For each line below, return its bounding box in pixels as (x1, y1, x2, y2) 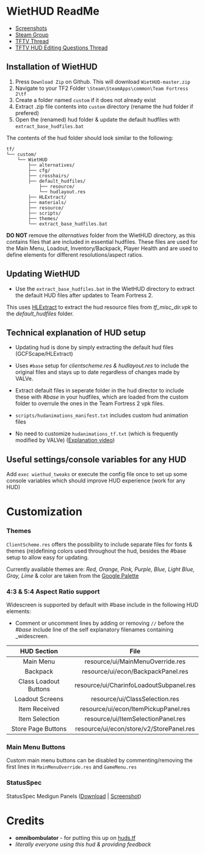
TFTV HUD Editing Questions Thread (15, 44, 108, 51)
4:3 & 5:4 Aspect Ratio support (6, 587, 100, 595)
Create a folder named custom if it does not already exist (15, 96, 156, 103)
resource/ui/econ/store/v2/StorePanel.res (75, 724, 195, 733)
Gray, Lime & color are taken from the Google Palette (6, 572, 139, 579)
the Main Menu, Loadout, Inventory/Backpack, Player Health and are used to (6, 245, 198, 252)
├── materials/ (28, 199, 67, 205)
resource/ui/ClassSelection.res (90, 694, 179, 703)
